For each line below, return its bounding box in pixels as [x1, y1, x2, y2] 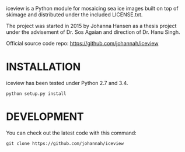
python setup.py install [6, 90, 67, 97]
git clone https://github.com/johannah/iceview [6, 140, 124, 146]
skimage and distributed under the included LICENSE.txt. [6, 11, 143, 18]
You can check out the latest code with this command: [6, 129, 137, 136]
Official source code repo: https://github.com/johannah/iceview [6, 40, 159, 47]
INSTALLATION [6, 61, 81, 73]
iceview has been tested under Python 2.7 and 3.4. [6, 79, 128, 86]
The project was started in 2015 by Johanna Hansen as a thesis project [6, 23, 177, 29]
